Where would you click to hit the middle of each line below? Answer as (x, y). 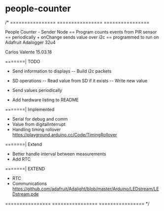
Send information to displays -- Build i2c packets (62, 71)
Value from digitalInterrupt (39, 124)
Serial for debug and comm (40, 119)
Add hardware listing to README (45, 100)
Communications (29, 183)
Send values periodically (37, 90)
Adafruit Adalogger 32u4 (30, 42)
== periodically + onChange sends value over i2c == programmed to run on (82, 37)
